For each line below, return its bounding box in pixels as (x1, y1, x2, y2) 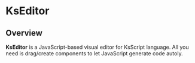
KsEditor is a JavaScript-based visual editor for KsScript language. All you (5, 43, 189, 51)
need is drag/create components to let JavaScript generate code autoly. (5, 50, 183, 57)
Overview (5, 28, 43, 38)
